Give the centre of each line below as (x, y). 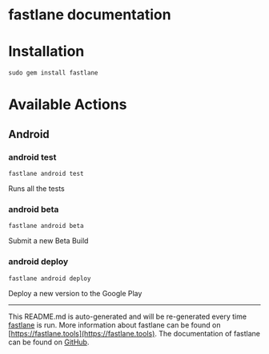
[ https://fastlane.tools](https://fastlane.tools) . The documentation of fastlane (134, 333)
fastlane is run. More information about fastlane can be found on (114, 325)
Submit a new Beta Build (48, 241)
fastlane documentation (90, 15)
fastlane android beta (46, 226)
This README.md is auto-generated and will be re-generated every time (127, 316)
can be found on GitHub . (49, 342)
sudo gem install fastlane (53, 73)
